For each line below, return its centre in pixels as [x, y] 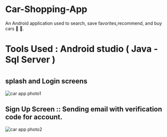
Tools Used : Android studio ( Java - [81, 49]
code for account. [34, 117]
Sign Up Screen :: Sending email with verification [84, 109]
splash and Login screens [46, 81]
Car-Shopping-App [46, 9]
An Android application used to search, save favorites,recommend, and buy [84, 23]
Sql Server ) [30, 60]
